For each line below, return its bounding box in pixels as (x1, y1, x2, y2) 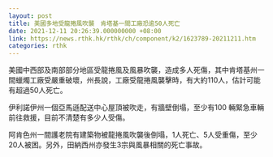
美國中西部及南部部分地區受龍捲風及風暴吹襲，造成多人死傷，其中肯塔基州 (8, 66, 258, 75)
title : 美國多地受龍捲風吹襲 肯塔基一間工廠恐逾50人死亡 (8, 19, 180, 28)
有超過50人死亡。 (8, 86, 67, 95)
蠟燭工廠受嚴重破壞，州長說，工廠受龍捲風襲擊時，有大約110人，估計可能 (15, 75, 262, 85)
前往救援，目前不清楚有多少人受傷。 (8, 112, 130, 122)
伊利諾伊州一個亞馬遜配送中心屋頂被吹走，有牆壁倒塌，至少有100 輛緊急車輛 (8, 103, 265, 112)
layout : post (8, 11, 53, 20)
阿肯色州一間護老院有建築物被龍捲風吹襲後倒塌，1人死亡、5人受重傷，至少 (8, 130, 258, 140)
